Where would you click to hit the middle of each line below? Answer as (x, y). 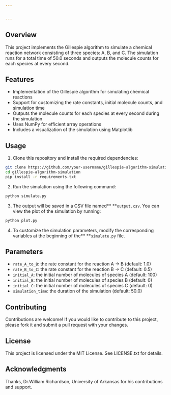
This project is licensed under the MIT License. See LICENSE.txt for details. (84, 353)
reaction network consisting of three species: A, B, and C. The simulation (82, 53)
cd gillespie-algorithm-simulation (43, 172)
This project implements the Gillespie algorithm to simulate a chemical (79, 47)
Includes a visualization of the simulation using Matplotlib (73, 130)
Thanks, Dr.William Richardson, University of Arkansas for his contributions (84, 381)
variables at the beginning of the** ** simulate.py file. (69, 236)
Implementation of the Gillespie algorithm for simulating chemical (81, 92)
